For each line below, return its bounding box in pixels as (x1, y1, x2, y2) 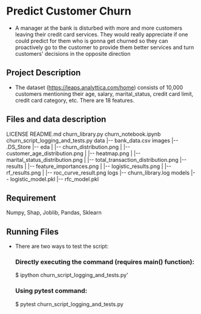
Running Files (6, 226, 59, 237)
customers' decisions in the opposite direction (15, 50, 131, 57)
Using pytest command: (15, 287, 88, 295)
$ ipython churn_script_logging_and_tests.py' (15, 272, 128, 279)
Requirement (6, 193, 56, 203)
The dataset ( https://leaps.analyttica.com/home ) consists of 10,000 (15, 84, 183, 91)
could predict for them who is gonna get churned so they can (15, 37, 168, 44)
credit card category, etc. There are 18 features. (15, 96, 135, 104)
